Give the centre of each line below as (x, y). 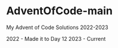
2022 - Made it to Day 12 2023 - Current (56, 39)
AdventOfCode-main (59, 11)
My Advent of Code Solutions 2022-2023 (58, 27)
